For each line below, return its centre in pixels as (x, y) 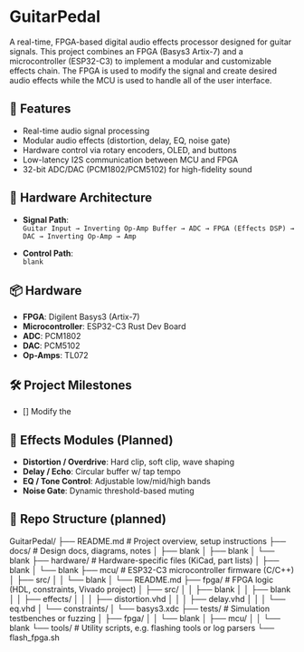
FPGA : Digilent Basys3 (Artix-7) (81, 317)
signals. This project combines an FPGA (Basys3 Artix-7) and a (127, 51)
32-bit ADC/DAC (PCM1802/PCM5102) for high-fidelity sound (137, 169)
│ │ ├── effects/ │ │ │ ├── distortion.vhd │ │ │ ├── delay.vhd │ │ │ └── (147, 598)
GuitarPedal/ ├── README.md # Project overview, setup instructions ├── (148, 540)
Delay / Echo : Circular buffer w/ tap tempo (101, 472)
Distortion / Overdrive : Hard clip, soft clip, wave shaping (128, 462)
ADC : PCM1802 (52, 336)
